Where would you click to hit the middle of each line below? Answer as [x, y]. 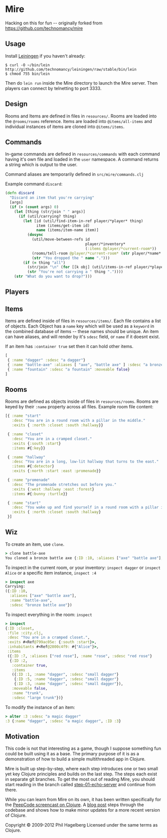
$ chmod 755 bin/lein [28, 74]
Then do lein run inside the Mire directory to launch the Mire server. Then [82, 83]
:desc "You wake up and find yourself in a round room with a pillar [85, 507]
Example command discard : [34, 184]
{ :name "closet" [25, 434]
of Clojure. [16, 816]
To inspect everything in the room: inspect [49, 614]
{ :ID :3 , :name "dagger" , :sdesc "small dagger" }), [69, 684]
